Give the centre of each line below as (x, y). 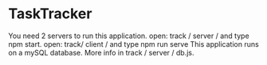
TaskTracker (50, 14)
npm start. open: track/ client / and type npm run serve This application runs (133, 44)
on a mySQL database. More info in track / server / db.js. (101, 52)
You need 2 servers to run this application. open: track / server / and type (129, 36)
